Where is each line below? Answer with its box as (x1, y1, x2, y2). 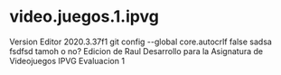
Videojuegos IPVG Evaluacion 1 (9, 55, 125, 66)
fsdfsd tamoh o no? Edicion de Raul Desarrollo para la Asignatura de (9, 45, 264, 56)
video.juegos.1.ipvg (9, 6, 160, 27)
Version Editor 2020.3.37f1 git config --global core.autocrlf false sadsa (9, 36, 273, 47)
